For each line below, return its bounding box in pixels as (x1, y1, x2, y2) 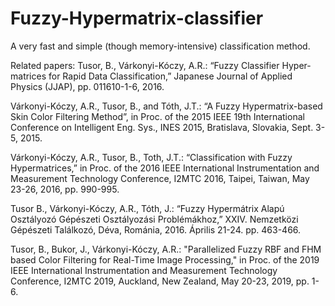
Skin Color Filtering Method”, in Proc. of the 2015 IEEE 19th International (10, 110, 305, 122)
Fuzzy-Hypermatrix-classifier (10, 7, 264, 30)
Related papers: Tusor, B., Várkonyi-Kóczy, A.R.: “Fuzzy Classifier (10, 59, 280, 71)
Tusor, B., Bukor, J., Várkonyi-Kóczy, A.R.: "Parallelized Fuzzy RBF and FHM (10, 243, 322, 255)
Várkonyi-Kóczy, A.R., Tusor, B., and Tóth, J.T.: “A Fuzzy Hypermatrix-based (10, 100, 323, 112)
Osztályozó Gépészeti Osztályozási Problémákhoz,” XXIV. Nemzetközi (10, 213, 299, 225)
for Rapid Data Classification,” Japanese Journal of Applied (48, 70, 293, 82)
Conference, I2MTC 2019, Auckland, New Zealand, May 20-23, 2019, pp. (10, 275, 310, 287)
